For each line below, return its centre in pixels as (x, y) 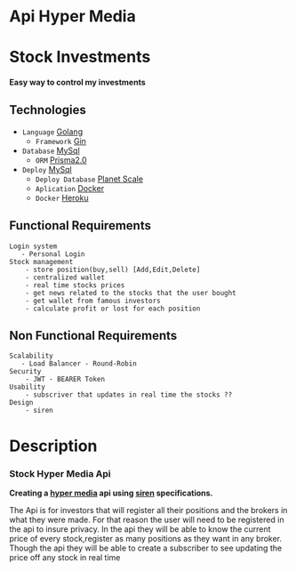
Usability (28, 387)
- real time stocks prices (75, 285)
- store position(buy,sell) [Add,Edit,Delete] (113, 269)
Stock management (41, 261)
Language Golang (52, 132)
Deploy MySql (47, 169)
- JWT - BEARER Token (65, 380)
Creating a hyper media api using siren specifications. (111, 493)
